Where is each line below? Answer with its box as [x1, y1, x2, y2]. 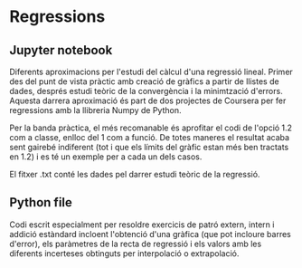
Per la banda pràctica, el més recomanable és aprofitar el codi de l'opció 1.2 [9, 122, 292, 133]
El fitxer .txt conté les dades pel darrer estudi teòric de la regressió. [9, 169, 260, 179]
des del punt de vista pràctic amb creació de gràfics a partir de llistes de [9, 76, 279, 87]
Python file [9, 195, 72, 210]
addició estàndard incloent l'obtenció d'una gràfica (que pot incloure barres [9, 228, 292, 239]
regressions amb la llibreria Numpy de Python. [9, 105, 182, 115]
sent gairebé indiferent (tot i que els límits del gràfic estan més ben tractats [9, 142, 289, 152]
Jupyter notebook [9, 43, 113, 58]
